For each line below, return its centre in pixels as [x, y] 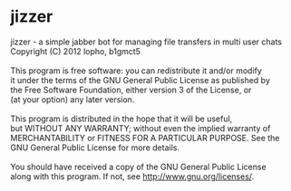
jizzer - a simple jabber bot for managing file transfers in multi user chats [146, 42]
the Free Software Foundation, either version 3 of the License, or [131, 90]
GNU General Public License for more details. [95, 148]
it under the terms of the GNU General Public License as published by [141, 80]
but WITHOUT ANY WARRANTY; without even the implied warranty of [141, 128]
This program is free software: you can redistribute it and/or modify [136, 71]
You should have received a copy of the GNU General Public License [138, 167]
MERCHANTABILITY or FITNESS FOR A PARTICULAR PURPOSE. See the [145, 138]
